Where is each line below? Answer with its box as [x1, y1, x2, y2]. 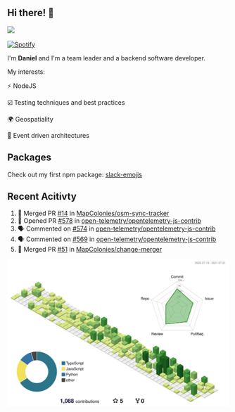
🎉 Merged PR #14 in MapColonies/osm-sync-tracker [17, 209, 170, 218]
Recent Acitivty [7, 191, 77, 202]
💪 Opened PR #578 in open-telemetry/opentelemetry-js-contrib [17, 217, 202, 225]
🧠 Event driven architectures [7, 131, 90, 139]
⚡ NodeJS [7, 82, 37, 90]
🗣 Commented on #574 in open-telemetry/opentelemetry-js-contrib [17, 224, 216, 233]
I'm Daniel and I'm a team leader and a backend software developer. [7, 53, 206, 62]
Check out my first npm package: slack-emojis [7, 170, 143, 179]
